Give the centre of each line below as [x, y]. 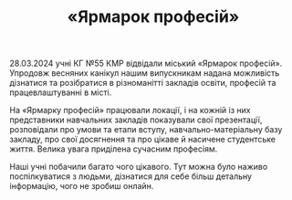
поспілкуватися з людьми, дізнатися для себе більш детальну [131, 176]
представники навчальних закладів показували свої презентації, [136, 120]
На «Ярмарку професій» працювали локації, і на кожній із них [130, 111]
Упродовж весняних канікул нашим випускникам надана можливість [145, 73]
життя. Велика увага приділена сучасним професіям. [114, 149]
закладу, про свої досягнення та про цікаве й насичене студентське [143, 140]
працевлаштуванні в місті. [61, 92]
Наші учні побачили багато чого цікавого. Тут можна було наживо [139, 167]
